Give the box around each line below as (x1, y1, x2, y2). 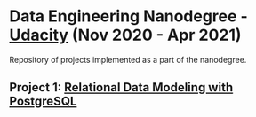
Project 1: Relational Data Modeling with (9, 80, 234, 95)
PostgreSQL (9, 94, 77, 109)
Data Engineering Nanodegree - (9, 6, 249, 27)
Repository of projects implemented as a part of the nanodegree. (9, 54, 247, 65)
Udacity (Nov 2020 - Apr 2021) (9, 25, 242, 45)
